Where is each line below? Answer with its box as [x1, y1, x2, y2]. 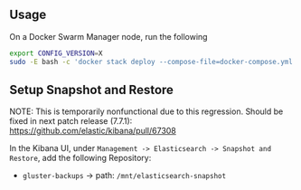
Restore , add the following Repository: [9, 153, 152, 164]
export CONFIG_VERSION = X [9, 49, 103, 58]
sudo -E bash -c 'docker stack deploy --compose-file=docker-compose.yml [9, 57, 294, 66]
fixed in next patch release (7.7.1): [9, 116, 133, 127]
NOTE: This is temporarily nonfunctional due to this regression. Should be [9, 106, 284, 117]
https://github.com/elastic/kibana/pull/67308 [9, 126, 176, 137]
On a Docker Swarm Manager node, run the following [9, 31, 208, 42]
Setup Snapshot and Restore [9, 81, 174, 98]
